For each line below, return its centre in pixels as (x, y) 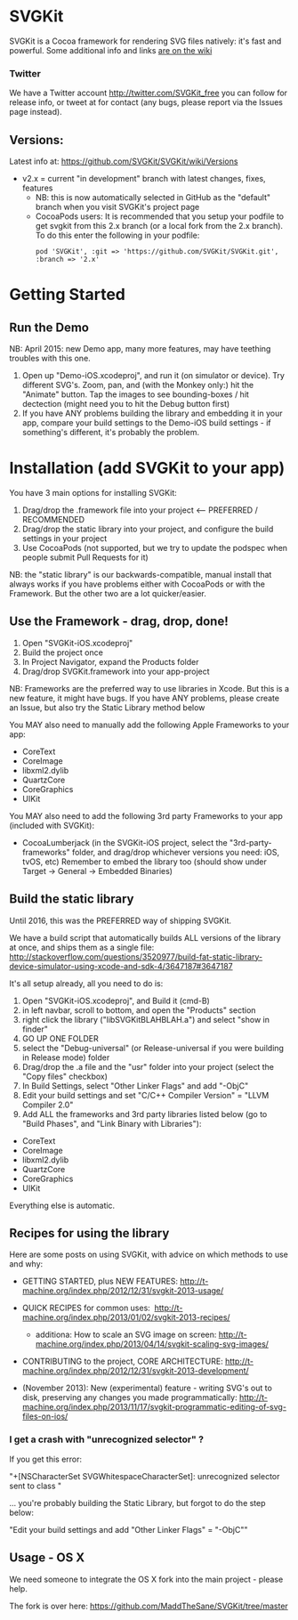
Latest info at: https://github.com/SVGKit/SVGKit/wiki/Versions (124, 161)
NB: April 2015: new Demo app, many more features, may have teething (140, 349)
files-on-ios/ (45, 1416)
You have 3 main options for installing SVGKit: (93, 492)
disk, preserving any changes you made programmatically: (129, 1397)
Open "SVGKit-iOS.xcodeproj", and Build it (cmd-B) (116, 1000)
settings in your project (64, 538)
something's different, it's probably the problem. (111, 433)
